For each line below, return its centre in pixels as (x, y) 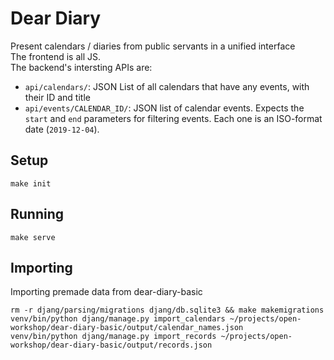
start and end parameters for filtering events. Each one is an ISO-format (173, 118)
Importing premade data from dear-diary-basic (106, 292)
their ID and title (57, 97)
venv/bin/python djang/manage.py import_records (113, 337)
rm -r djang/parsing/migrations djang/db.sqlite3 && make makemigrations (167, 310)
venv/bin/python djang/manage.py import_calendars (118, 319)
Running (37, 214)
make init (31, 183)
